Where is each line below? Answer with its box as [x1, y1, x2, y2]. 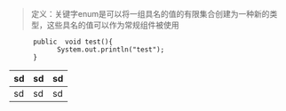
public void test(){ [32, 37, 114, 46]
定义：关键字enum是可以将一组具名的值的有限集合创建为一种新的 [30, 9, 270, 19]
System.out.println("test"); [56, 45, 165, 54]
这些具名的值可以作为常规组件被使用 [46, 20, 179, 30]
